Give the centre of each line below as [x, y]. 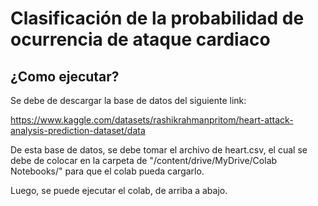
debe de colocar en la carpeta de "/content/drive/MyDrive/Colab [144, 160]
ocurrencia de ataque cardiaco [140, 39]
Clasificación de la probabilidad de [157, 18]
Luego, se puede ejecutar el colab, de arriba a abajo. [119, 190]
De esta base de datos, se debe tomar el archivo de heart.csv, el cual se [159, 150]
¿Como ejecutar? [65, 76]
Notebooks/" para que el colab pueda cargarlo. [107, 171]
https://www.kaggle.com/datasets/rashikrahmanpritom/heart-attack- [152, 120]
